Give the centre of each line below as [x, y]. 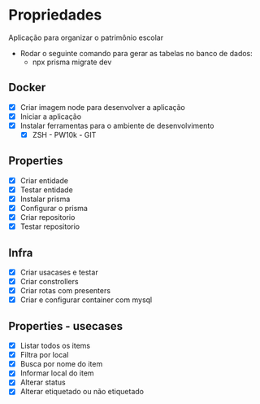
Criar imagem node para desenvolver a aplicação [102, 107]
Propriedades [55, 15]
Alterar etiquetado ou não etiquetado [82, 392]
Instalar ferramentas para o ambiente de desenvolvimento [117, 125]
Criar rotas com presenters [65, 291]
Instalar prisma [45, 199]
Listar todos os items [55, 346]
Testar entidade [46, 190]
